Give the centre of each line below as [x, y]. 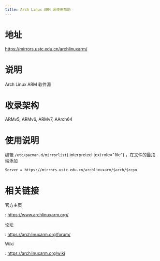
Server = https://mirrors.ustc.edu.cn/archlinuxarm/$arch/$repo [71, 170]
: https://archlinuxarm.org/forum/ [38, 235]
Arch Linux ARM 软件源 [28, 84]
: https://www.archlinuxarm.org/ [37, 215]
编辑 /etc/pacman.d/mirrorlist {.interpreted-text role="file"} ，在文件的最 [78, 155]
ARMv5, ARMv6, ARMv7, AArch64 [39, 119]
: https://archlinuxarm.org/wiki [35, 253]
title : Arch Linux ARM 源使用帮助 [38, 9]
